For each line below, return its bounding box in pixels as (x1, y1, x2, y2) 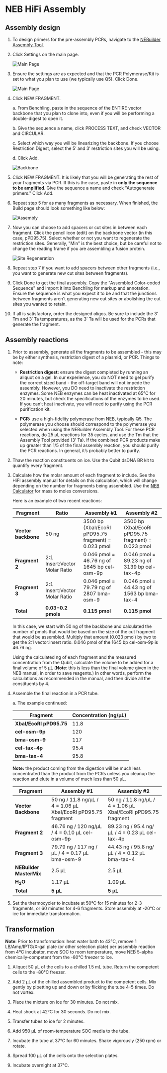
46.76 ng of (83, 557, 111, 564)
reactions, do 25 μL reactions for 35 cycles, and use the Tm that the (19, 432, 159, 438)
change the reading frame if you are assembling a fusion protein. (12, 245, 146, 251)
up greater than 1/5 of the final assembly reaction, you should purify (19, 442, 159, 448)
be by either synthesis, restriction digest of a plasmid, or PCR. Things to (12, 354, 160, 360)
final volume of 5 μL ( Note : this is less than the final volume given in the (12, 665, 159, 671)
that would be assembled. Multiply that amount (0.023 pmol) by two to (12, 634, 157, 640)
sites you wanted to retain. (12, 301, 67, 307)
